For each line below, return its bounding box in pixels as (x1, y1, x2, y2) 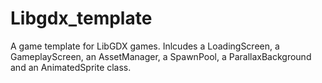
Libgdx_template (10, 7, 153, 30)
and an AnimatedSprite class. (10, 61, 132, 73)
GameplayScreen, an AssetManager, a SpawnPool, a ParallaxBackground (10, 50, 312, 62)
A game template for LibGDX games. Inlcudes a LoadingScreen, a (10, 40, 280, 52)
